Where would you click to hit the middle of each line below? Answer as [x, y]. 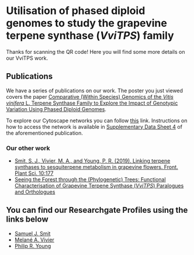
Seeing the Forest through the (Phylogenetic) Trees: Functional [90, 180]
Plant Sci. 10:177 [34, 173]
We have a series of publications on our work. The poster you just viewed [94, 90]
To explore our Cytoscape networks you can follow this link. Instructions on [97, 120]
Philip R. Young [33, 246]
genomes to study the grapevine [87, 23]
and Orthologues [35, 192]
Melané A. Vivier [34, 240]
